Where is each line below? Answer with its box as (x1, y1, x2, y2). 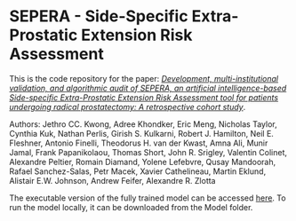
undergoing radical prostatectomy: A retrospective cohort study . (9, 101, 246, 112)
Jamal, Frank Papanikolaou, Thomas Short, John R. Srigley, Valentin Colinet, (9, 146, 287, 157)
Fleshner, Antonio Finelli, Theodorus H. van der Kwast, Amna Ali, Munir (9, 138, 268, 148)
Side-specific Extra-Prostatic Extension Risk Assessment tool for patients (9, 91, 278, 103)
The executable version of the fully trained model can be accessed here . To (9, 193, 286, 203)
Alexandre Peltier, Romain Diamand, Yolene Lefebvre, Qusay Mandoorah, (9, 156, 276, 167)
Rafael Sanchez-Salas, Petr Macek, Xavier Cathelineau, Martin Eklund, (9, 166, 267, 177)
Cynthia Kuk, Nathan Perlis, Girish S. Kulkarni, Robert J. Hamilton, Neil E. (9, 128, 274, 138)
